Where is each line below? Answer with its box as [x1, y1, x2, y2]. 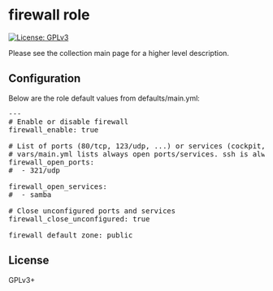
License [8, 254, 50, 267]
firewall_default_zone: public [8, 230, 133, 240]
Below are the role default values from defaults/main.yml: [8, 93, 201, 103]
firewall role [8, 6, 90, 24]
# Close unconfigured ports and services [8, 206, 176, 216]
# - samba [8, 190, 52, 199]
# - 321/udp [8, 165, 61, 175]
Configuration [8, 71, 81, 86]
